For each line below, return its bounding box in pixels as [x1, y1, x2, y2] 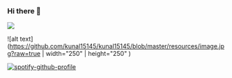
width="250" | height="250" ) [45, 50, 131, 58]
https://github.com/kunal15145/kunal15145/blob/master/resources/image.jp [9, 42, 225, 50]
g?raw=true [7, 50, 40, 58]
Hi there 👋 [7, 6, 42, 16]
